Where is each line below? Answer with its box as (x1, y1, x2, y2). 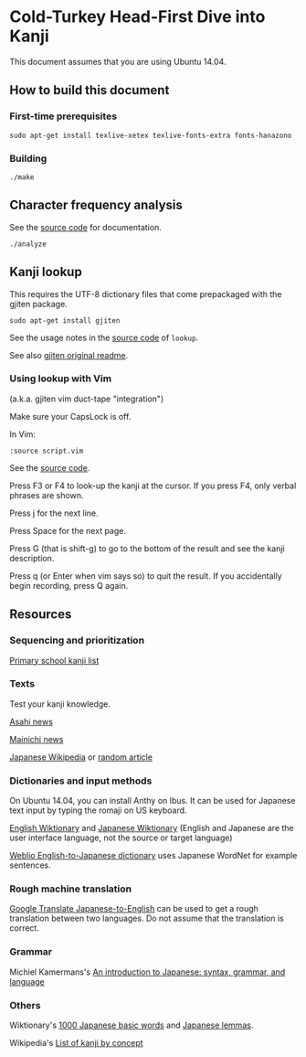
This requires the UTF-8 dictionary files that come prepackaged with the (9, 288, 282, 299)
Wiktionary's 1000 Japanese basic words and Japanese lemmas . (9, 1020, 254, 1030)
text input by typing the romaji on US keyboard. (9, 805, 187, 816)
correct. (9, 923, 39, 934)
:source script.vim (9, 446, 84, 455)
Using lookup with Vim (9, 372, 112, 385)
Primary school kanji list (9, 655, 100, 666)
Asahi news (9, 716, 53, 727)
